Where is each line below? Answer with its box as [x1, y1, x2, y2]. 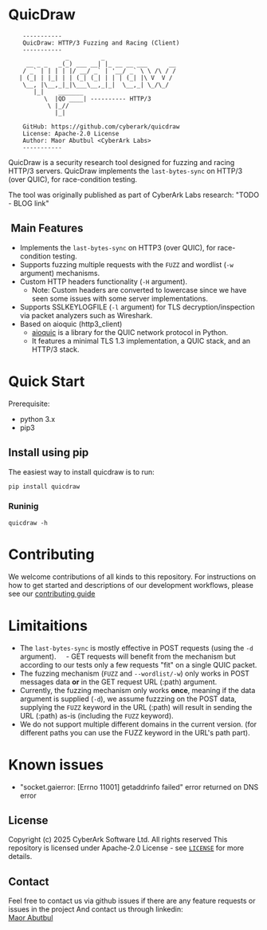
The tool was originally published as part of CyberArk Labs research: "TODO [8, 190, 260, 199]
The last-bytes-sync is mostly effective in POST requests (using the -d [19, 643, 253, 652]
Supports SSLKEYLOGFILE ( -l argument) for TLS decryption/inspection [19, 301, 255, 312]
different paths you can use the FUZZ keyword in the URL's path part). [19, 727, 251, 737]
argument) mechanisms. [19, 268, 100, 278]
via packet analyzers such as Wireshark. [19, 310, 153, 320]
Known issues [8, 755, 104, 774]
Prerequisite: [8, 399, 50, 408]
